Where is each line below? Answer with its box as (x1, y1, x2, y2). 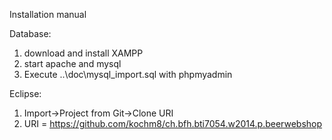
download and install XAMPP (23, 47, 144, 59)
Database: (9, 28, 52, 39)
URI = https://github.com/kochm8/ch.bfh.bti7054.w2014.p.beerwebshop (23, 118, 323, 129)
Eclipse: (9, 88, 42, 99)
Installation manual (9, 9, 87, 20)
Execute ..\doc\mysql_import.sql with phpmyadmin (23, 69, 233, 80)
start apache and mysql (23, 58, 122, 69)
